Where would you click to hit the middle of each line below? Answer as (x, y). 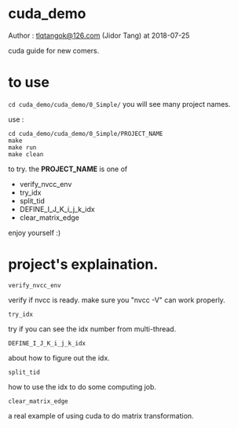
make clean (26, 154)
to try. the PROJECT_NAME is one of (68, 169)
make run (22, 147)
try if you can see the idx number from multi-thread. (92, 329)
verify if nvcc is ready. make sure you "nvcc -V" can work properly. (117, 300)
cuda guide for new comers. (54, 50)
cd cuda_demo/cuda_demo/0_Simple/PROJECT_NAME (86, 134)
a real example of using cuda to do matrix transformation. (101, 415)
